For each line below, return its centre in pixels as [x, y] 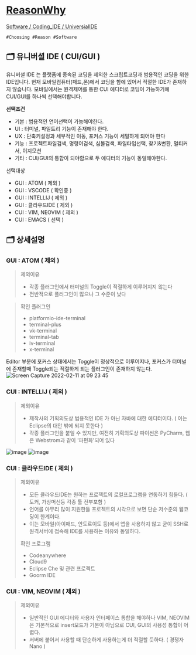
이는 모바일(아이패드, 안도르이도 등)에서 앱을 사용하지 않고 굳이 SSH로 [109, 524]
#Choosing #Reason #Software [42, 37]
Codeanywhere [47, 555]
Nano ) [37, 646]
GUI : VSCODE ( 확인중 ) [43, 190]
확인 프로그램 [35, 544]
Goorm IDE [42, 575]
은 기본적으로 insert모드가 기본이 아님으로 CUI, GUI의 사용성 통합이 [106, 625]
